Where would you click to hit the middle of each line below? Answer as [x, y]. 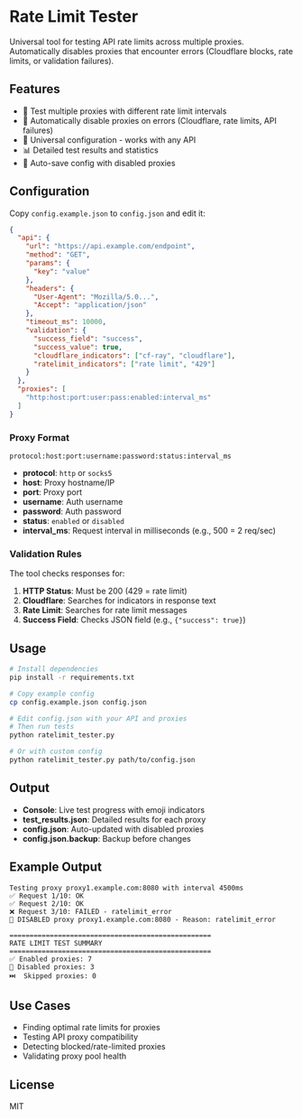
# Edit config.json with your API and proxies [98, 718]
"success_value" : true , [78, 347]
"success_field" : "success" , [88, 339]
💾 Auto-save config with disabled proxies [99, 163]
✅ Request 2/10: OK [46, 904]
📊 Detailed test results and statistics [91, 150]
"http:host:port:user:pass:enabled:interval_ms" [119, 398]
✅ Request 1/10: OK [46, 896]
